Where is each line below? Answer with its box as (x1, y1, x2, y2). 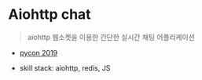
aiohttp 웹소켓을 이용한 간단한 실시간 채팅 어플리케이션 (27, 32, 195, 42)
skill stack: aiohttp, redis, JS (19, 63, 111, 72)
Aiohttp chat (8, 5, 92, 24)
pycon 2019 (19, 48, 58, 57)
